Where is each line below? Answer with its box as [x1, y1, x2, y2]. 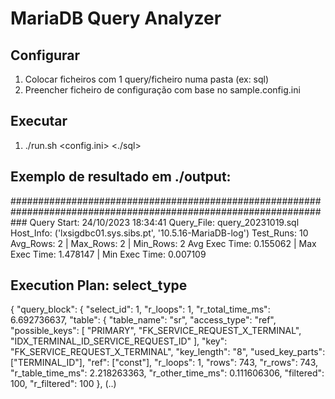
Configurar [10, 47, 81, 64]
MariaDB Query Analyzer [10, 7, 222, 30]
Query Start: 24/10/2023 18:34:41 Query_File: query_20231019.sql [29, 216, 300, 228]
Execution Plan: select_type [10, 277, 188, 294]
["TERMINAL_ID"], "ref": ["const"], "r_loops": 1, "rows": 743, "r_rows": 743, [10, 357, 319, 369]
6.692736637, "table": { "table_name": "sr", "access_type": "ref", [10, 314, 277, 326]
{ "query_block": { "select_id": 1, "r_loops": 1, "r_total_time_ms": [10, 303, 271, 316]
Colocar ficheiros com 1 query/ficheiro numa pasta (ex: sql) [24, 73, 270, 85]
